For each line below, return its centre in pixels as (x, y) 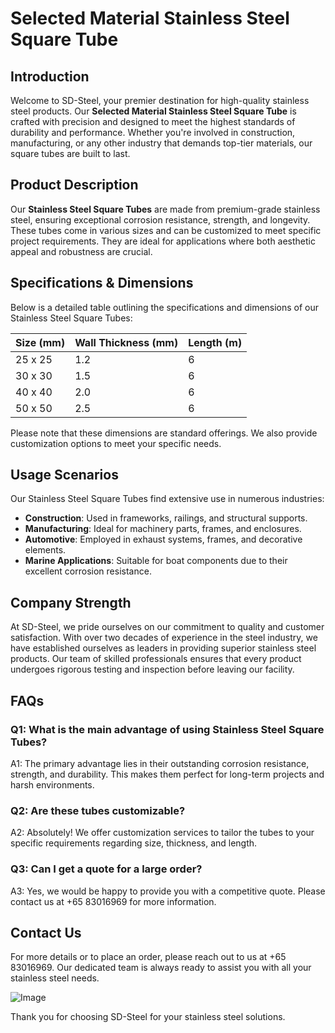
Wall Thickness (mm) (126, 342)
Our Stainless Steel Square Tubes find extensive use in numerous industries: (167, 499)
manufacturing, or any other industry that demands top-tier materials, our (161, 143)
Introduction (50, 76)
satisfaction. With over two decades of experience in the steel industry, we (164, 638)
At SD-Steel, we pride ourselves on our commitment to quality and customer (167, 627)
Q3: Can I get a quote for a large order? (106, 869)
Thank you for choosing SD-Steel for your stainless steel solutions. (148, 1017)
